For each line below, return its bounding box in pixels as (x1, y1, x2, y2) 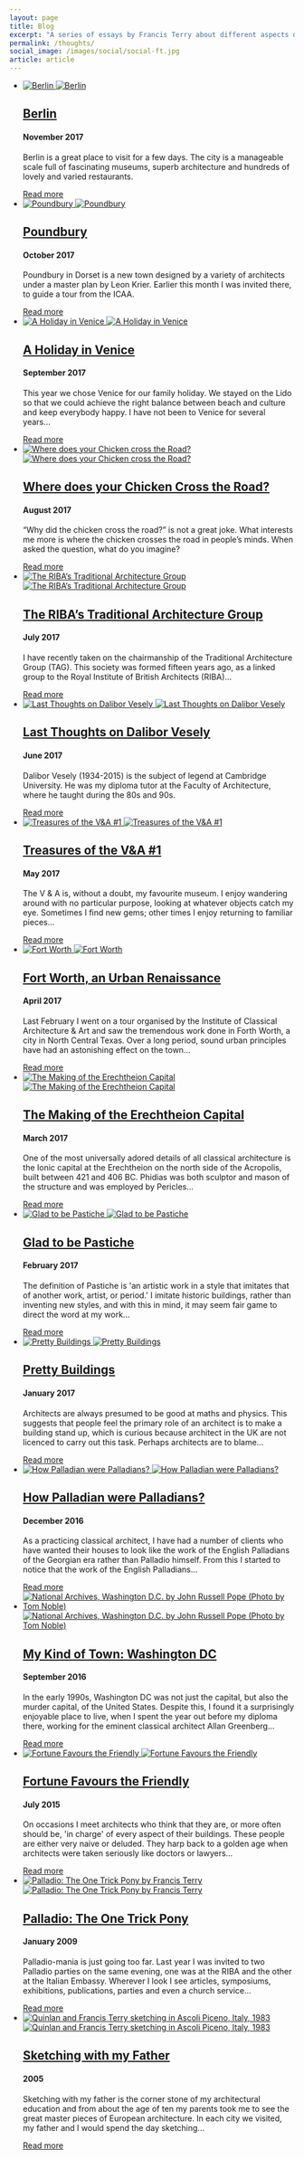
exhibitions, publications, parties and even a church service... (22, 1984, 252, 1995)
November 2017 (22, 131, 84, 142)
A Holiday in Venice (22, 342, 136, 357)
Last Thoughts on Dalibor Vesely (22, 724, 211, 740)
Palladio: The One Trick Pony (22, 1910, 189, 1927)
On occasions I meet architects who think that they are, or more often (22, 1819, 282, 1830)
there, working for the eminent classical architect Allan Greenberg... (22, 1720, 275, 1731)
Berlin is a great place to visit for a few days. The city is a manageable (22, 151, 284, 163)
